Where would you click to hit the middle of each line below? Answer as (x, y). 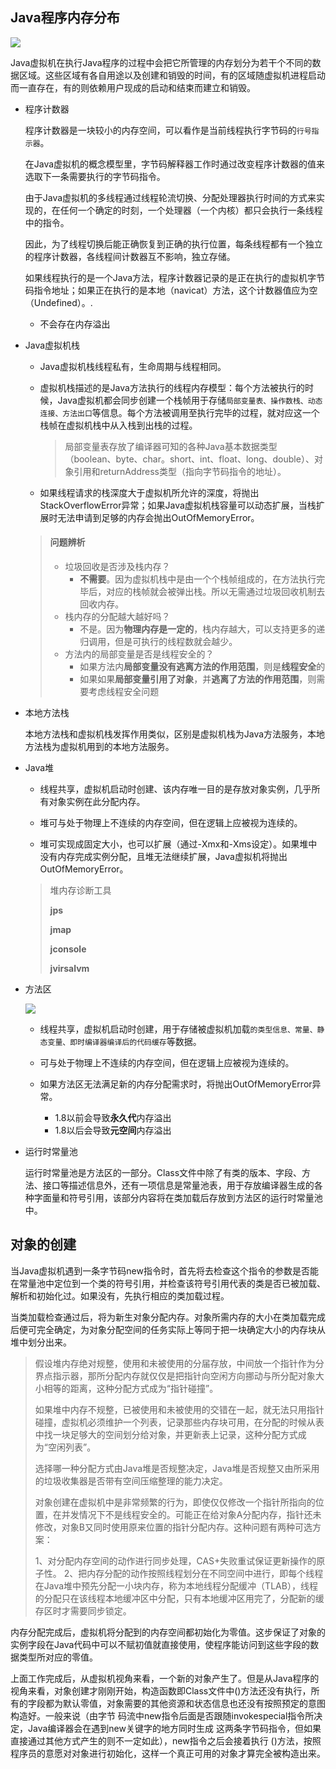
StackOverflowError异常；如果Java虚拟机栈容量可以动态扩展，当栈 (178, 505)
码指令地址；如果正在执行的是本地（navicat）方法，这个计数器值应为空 (171, 290)
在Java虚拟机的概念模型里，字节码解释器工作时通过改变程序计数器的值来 (175, 164)
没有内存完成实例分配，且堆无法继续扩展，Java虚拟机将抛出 (163, 857)
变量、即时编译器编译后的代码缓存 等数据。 (124, 1042)
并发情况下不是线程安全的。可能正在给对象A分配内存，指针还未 (191, 1514)
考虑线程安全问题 (124, 692)
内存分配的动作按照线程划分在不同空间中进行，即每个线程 (205, 1573)
